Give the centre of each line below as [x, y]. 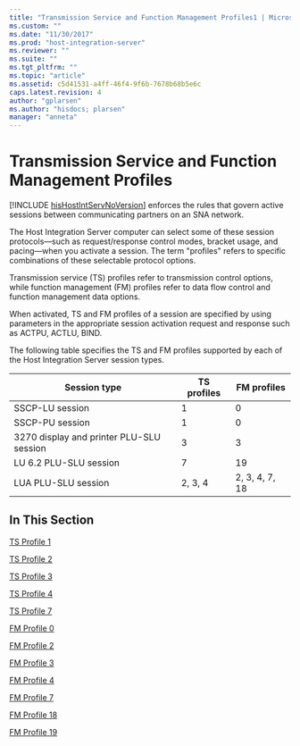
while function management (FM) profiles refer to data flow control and [140, 288]
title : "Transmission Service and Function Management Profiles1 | [137, 17]
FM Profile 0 [32, 628]
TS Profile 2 [31, 558]
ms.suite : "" [33, 59]
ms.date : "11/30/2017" [51, 34]
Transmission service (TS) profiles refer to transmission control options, [142, 278]
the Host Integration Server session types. [87, 360]
